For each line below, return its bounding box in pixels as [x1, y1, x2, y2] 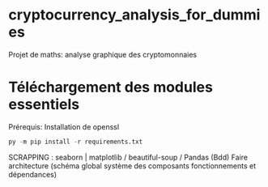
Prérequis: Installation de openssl [8, 121, 120, 131]
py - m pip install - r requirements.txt [8, 138, 143, 146]
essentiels [8, 96, 79, 114]
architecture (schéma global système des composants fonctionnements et [8, 160, 257, 171]
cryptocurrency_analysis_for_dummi [8, 6, 261, 24]
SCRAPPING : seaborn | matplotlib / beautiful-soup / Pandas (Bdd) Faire [8, 152, 249, 162]
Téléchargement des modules [8, 79, 213, 96]
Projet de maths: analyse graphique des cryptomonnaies [8, 49, 198, 59]
